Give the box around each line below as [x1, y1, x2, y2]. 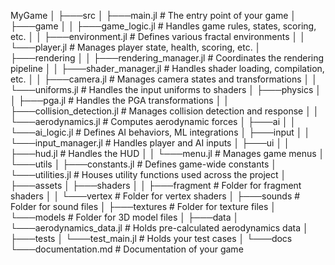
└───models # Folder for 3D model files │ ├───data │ [10, 211, 240, 223]
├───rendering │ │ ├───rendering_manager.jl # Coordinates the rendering [10, 52, 325, 64]
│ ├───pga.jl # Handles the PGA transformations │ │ [10, 95, 230, 106]
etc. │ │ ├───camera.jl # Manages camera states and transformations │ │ [10, 73, 318, 85]
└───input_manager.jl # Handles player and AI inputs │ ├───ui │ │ [10, 137, 290, 149]
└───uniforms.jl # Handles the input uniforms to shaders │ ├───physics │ [10, 84, 322, 95]
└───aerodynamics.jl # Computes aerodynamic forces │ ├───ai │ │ [10, 116, 297, 127]
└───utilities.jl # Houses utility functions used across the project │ [10, 169, 287, 180]
